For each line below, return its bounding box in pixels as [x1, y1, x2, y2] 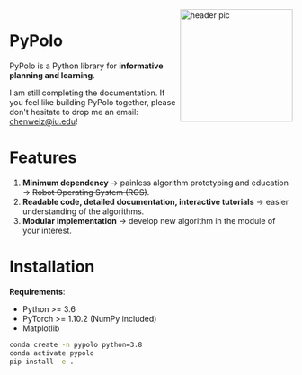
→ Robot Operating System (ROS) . [22, 186, 150, 197]
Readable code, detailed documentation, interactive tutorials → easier [22, 196, 289, 207]
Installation [9, 256, 95, 277]
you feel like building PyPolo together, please [9, 96, 176, 107]
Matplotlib [22, 323, 60, 334]
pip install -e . [9, 357, 75, 366]
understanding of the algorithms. [22, 206, 145, 217]
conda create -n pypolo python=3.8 [9, 340, 143, 349]
